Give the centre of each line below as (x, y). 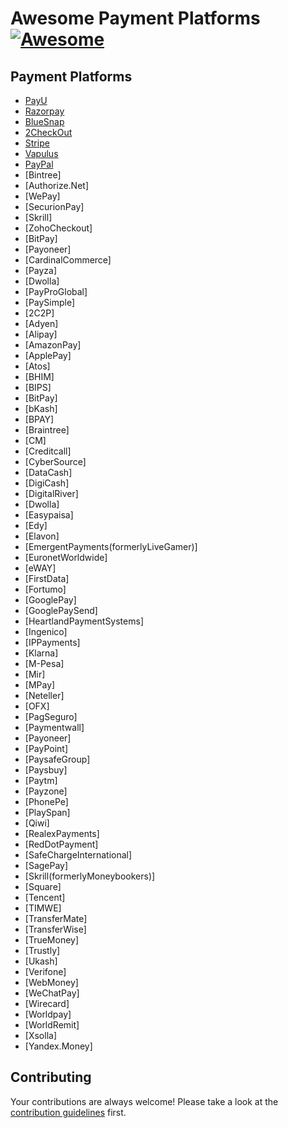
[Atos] (37, 366)
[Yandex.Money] (58, 1046)
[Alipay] (41, 334)
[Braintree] (47, 430)
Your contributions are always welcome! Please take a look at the (144, 1101)
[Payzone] (46, 791)
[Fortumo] (45, 589)
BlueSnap (44, 121)
